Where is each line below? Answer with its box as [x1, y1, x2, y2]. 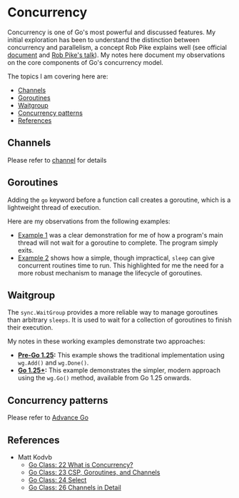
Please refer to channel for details [7, 156, 107, 164]
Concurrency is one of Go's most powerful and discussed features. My [7, 28, 216, 36]
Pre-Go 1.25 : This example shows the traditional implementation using [17, 351, 225, 360]
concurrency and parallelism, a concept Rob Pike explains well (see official [7, 43, 227, 51]
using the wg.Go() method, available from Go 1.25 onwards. [17, 374, 192, 382]
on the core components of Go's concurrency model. [7, 58, 164, 66]
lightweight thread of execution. [7, 203, 101, 211]
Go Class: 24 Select [28, 476, 87, 484]
